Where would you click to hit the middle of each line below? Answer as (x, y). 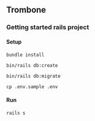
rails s (16, 113)
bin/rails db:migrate (34, 76)
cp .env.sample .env (32, 87)
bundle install (25, 55)
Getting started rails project (48, 27)
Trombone (26, 10)
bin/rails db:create (32, 65)
